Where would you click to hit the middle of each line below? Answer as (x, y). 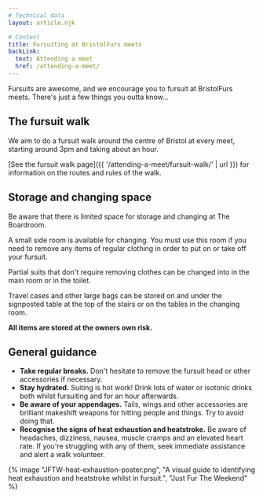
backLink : (24, 52)
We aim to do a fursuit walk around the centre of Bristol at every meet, (122, 140)
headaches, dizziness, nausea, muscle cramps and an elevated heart (131, 438)
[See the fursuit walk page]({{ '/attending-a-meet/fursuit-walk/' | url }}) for (129, 164)
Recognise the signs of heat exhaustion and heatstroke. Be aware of (133, 430)
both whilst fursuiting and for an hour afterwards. (99, 396)
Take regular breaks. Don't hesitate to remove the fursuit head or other (135, 371)
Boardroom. (27, 224)
